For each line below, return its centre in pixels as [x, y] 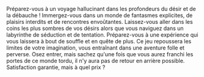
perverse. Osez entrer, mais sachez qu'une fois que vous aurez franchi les [100, 54]
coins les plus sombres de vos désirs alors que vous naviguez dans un [95, 28]
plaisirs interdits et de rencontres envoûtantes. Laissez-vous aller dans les [100, 22]
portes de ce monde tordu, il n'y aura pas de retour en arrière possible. [96, 61]
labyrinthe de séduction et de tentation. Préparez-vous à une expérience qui [102, 35]
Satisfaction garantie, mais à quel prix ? [56, 67]
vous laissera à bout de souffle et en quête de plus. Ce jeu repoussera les [99, 41]
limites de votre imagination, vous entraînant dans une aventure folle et [96, 48]
